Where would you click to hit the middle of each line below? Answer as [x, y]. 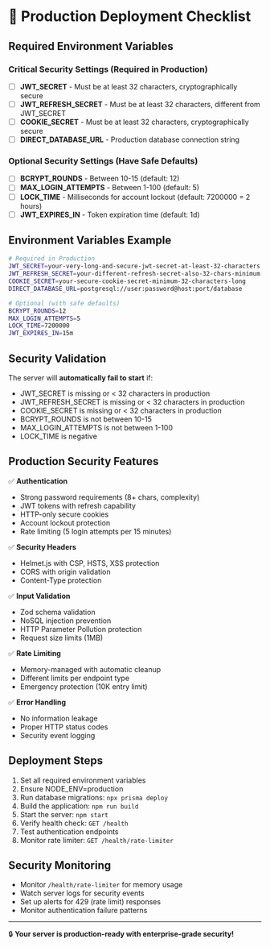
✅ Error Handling [37, 702]
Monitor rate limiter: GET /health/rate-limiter [97, 840]
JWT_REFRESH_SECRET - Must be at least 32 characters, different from [140, 104]
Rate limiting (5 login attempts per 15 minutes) [96, 531]
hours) [31, 206]
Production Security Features [84, 461]
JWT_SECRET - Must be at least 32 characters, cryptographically [129, 86]
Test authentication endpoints [69, 831]
